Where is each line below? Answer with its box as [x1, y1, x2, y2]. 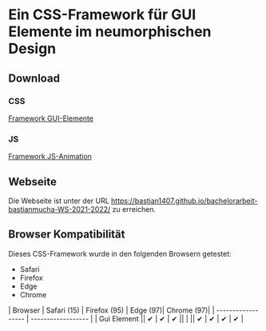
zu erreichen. [112, 204, 157, 213]
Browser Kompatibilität [8, 228, 125, 241]
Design [8, 40, 57, 58]
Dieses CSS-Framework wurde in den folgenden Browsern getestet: [8, 249, 232, 258]
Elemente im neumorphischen [8, 22, 212, 41]
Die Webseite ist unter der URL [8, 196, 109, 205]
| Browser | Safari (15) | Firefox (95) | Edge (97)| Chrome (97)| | [8, 305, 215, 315]
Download [8, 71, 60, 85]
